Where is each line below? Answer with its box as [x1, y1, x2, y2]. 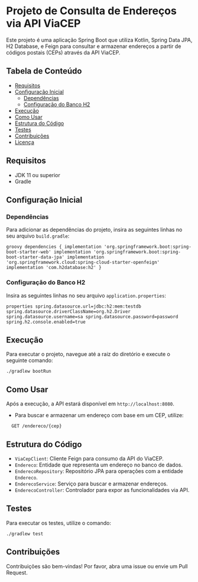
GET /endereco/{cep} [11, 423, 62, 429]
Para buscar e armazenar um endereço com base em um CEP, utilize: [14, 412, 184, 419]
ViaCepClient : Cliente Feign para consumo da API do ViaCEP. [14, 455, 164, 462]
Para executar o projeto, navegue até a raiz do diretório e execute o [6, 351, 170, 358]
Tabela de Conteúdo [6, 66, 82, 76]
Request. [6, 569, 28, 576]
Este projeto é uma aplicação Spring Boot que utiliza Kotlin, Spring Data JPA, [6, 36, 193, 43]
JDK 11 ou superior [14, 171, 61, 178]
